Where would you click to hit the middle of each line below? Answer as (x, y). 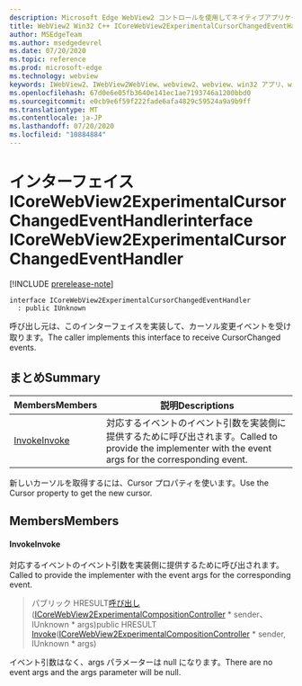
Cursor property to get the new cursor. (81, 493)
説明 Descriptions (197, 405)
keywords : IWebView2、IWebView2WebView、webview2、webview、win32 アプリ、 (149, 85)
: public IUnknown (52, 308)
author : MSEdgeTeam (46, 34)
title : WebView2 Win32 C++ (60, 26)
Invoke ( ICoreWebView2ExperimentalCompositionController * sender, (158, 634)
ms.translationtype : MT (54, 110)
